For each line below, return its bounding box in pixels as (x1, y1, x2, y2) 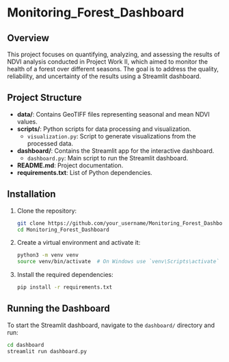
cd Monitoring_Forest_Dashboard (16, 226, 109, 233)
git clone (16, 219, 46, 227)
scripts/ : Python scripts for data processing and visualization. (16, 125, 191, 133)
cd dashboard (7, 341, 44, 348)
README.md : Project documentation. (16, 161, 124, 169)
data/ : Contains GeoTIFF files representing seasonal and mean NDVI (16, 110, 210, 118)
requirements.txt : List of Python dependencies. (16, 168, 152, 176)
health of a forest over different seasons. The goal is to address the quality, (7, 65, 219, 73)
